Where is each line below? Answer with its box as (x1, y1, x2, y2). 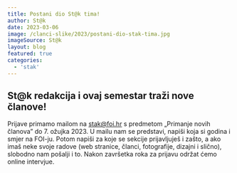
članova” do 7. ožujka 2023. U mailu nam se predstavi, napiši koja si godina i (7, 127, 231, 136)
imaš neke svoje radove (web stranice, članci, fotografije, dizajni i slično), (7, 142, 222, 151)
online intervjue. (7, 157, 55, 166)
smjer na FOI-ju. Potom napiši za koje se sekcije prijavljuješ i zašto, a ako (7, 135, 221, 143)
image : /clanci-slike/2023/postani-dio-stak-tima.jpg (7, 30, 171, 38)
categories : (7, 57, 43, 64)
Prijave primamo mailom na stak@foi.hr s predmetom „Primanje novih (7, 120, 211, 128)
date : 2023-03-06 (7, 23, 59, 31)
